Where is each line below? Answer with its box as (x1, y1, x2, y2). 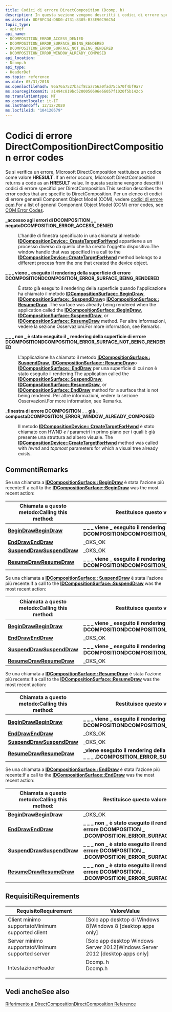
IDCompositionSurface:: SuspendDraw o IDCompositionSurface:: (18, 296, 160, 302)
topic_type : (5, 22, 31, 27)
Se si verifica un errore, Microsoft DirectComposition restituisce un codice (5, 169, 162, 175)
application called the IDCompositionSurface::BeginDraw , (18, 307, 142, 313)
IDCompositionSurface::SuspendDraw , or (18, 312, 109, 319)
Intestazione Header (8, 964, 55, 971)
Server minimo (8, 937, 44, 944)
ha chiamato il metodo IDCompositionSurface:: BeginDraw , (18, 290, 145, 297)
